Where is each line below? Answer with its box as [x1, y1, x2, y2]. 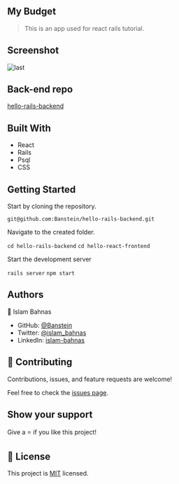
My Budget [7, 6, 57, 18]
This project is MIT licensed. [7, 469, 89, 478]
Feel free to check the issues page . [7, 388, 108, 396]
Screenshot [7, 45, 59, 57]
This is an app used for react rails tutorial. [24, 24, 145, 32]
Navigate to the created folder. [7, 228, 96, 237]
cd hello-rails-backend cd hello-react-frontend [7, 243, 150, 250]
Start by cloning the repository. [7, 202, 96, 211]
